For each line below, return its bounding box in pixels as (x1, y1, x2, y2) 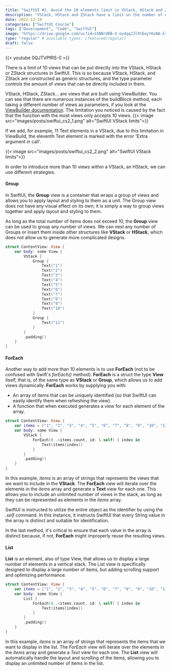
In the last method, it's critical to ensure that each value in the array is (5, 527, 152, 533)
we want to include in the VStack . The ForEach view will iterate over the (5, 480, 157, 487)
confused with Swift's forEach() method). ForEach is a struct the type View (5, 372, 164, 378)
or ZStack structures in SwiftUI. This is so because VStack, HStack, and (5, 70, 156, 76)
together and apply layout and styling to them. (5, 208, 102, 214)
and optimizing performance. (5, 572, 66, 578)
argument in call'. (5, 138, 42, 144)
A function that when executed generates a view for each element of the (12, 403, 165, 409)
